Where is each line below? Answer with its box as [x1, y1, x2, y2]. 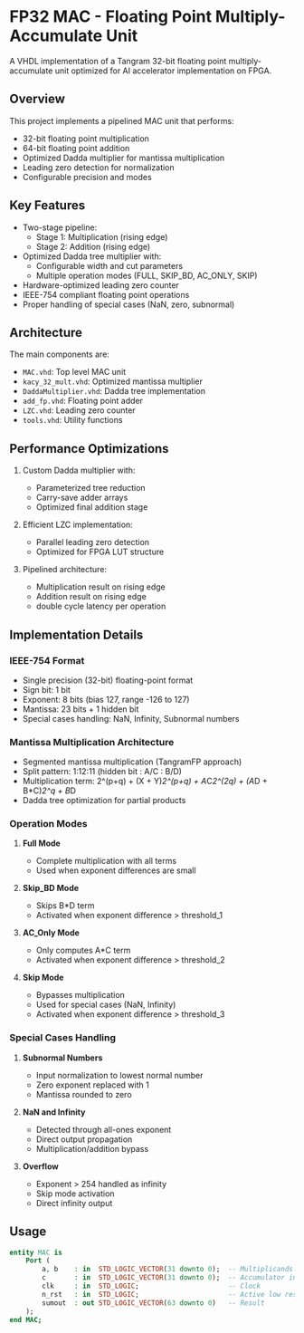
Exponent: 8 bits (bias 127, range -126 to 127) [22, 694, 190, 705]
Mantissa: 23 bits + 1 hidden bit [22, 704, 139, 714]
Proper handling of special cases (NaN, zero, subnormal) [22, 299, 235, 310]
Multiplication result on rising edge [35, 581, 166, 592]
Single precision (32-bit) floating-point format [22, 675, 194, 686]
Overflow [22, 1161, 59, 1172]
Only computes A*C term [35, 945, 131, 956]
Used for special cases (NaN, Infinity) [35, 999, 176, 1011]
